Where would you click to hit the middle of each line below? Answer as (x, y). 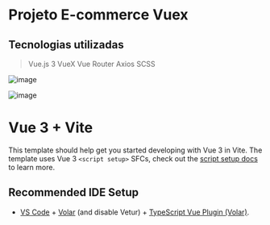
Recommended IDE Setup (74, 192)
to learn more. (31, 167)
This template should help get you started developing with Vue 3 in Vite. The (135, 150)
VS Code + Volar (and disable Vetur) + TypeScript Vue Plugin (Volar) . (135, 212)
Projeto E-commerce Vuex (98, 15)
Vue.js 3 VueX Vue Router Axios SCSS (91, 64)
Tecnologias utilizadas (66, 45)
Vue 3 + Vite (51, 128)
